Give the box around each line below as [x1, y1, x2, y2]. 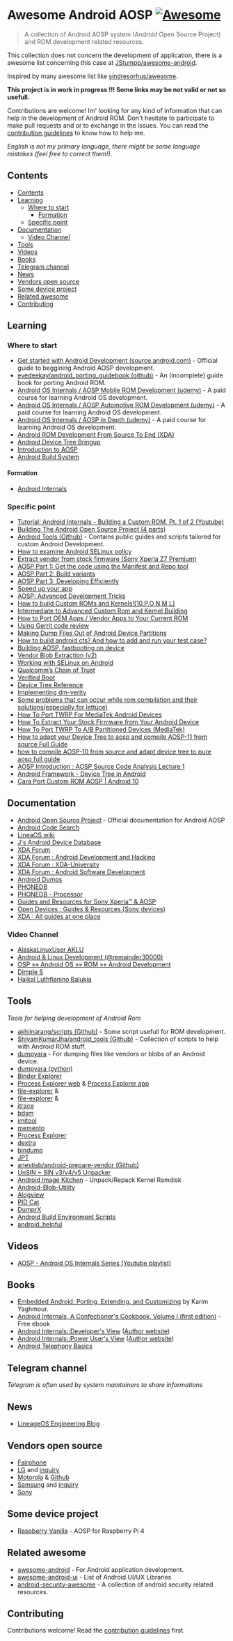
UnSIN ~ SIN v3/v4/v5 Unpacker [17, 1168, 111, 1176]
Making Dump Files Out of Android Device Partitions [17, 629, 167, 637]
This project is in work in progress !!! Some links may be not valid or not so [7, 85, 226, 93]
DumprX [17, 1205, 42, 1213]
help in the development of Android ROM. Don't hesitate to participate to [7, 114, 215, 122]
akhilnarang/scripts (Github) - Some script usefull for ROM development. [17, 1027, 226, 1035]
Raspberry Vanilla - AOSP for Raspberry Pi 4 [17, 1527, 145, 1535]
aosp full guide [17, 754, 61, 763]
